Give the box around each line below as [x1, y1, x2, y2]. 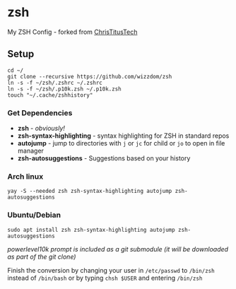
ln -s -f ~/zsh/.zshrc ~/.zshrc [7, 79, 102, 86]
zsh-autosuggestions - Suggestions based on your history [17, 154, 191, 163]
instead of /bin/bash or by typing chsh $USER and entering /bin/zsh [7, 273, 203, 282]
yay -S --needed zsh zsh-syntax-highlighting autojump [7, 188, 172, 195]
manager [17, 146, 45, 155]
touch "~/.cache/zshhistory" [7, 91, 93, 99]
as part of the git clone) [7, 252, 76, 261]
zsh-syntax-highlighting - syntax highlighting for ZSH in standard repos [17, 131, 230, 140]
